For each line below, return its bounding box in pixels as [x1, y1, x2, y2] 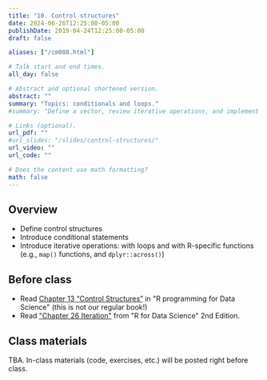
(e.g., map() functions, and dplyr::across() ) [19, 250, 165, 259]
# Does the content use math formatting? [8, 166, 149, 174]
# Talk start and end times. [8, 63, 106, 71]
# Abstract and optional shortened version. [8, 85, 159, 93]
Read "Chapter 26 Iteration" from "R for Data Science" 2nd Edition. [19, 311, 241, 321]
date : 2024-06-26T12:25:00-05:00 [8, 19, 120, 27]
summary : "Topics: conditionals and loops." [8, 99, 159, 108]
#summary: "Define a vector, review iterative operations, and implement [8, 107, 260, 115]
